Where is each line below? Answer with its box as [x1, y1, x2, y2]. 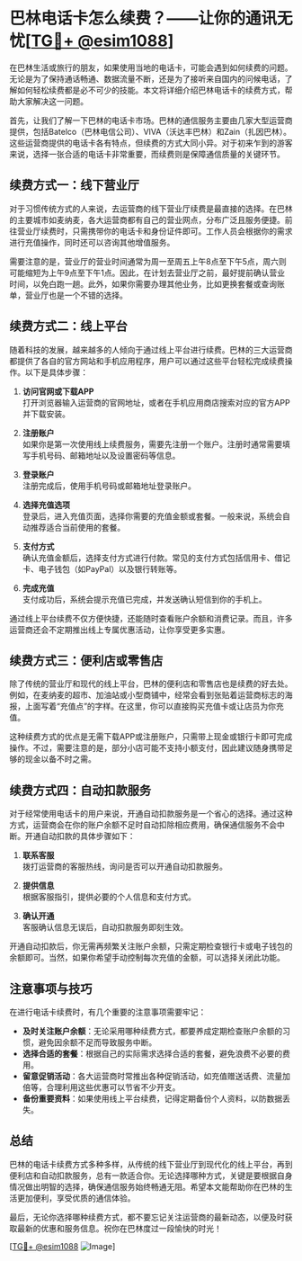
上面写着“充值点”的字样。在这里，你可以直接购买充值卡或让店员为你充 [24, 701, 285, 711]
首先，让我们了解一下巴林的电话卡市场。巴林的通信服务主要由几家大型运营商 [9, 114, 293, 126]
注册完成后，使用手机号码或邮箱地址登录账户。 [22, 480, 196, 491]
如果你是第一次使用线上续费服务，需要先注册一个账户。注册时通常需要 [22, 438, 283, 450]
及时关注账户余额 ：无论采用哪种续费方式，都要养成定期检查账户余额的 [22, 1026, 283, 1036]
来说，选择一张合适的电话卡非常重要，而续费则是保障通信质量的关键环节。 [9, 148, 285, 159]
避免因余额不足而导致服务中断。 [38, 1037, 157, 1048]
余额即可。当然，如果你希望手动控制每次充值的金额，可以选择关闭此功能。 [9, 952, 285, 963]
